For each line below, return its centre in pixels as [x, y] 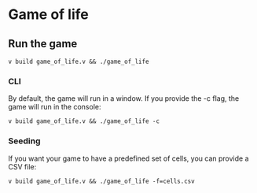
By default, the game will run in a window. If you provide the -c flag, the [124, 98]
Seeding [24, 141]
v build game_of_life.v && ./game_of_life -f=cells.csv [101, 181]
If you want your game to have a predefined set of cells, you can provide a [128, 158]
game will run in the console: [55, 107]
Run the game [43, 44]
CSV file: [22, 166]
